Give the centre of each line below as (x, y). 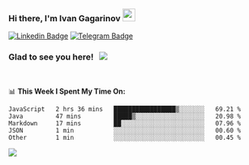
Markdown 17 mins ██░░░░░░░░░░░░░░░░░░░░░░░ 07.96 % (125, 123)
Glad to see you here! (51, 57)
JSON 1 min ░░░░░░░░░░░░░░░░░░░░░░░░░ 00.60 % (125, 130)
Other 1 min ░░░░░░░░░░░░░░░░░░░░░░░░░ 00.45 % (125, 137)
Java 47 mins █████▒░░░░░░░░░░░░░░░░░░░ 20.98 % (125, 116)
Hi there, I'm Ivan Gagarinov (64, 18)
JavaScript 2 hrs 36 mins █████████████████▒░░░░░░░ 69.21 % (125, 109)
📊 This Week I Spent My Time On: (67, 91)
